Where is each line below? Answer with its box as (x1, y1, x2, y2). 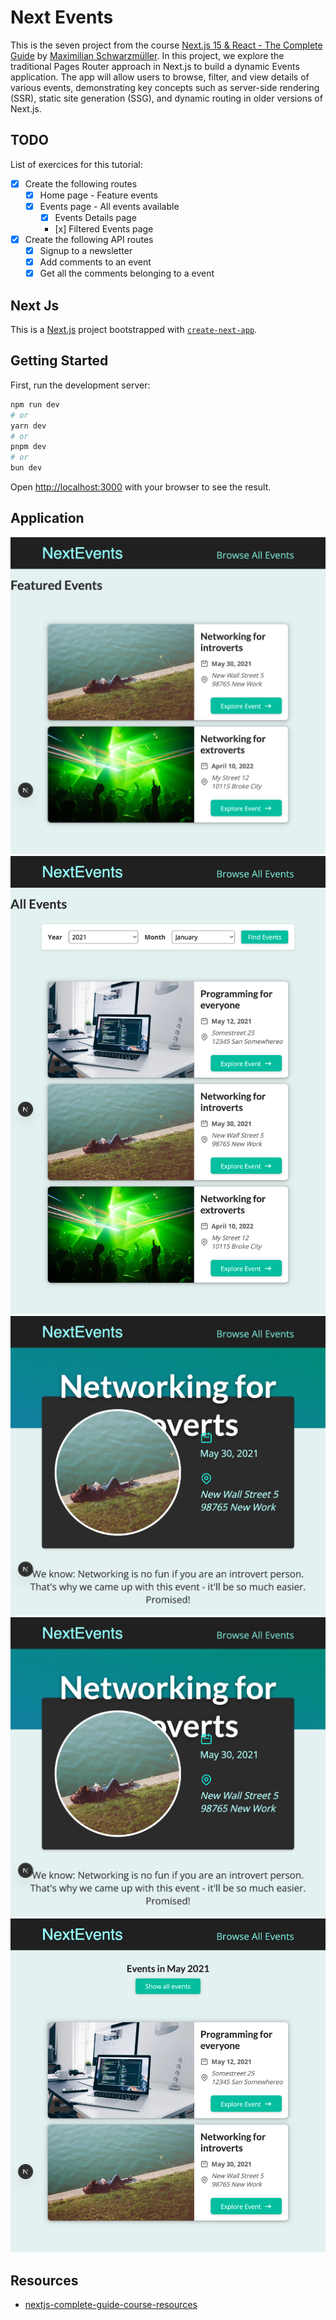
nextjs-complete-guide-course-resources (24, 2299, 198, 2311)
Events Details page (54, 211, 137, 223)
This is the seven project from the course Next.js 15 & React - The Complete (10, 39, 323, 51)
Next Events (10, 6, 114, 29)
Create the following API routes (24, 234, 154, 245)
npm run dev (10, 399, 60, 410)
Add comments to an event (39, 256, 152, 268)
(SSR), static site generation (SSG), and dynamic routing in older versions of (10, 92, 323, 104)
